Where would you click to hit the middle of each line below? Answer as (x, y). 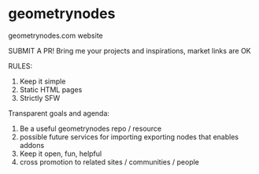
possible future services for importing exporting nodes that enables (129, 137)
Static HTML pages (51, 89)
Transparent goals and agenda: (59, 113)
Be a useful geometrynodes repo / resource (91, 128)
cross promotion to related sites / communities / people (109, 161)
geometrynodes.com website (56, 35)
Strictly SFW (40, 98)
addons (32, 145)
